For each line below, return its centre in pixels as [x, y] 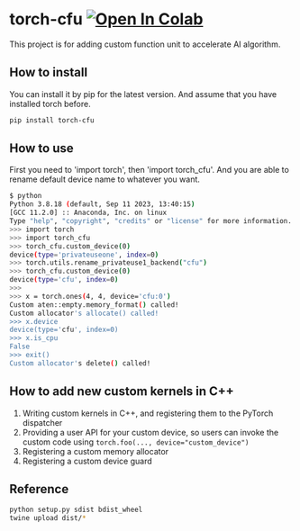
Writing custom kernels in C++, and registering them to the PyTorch [148, 413]
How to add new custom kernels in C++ [122, 391]
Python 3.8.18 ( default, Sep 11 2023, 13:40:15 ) [102, 204]
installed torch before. [50, 103]
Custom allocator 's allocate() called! [84, 313]
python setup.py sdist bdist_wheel [76, 510]
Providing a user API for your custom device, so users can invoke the [150, 432]
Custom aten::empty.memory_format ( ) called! [94, 305]
